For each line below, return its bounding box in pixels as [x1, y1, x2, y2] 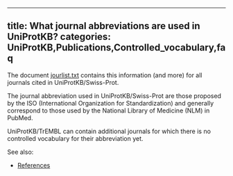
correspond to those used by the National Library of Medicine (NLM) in [7, 106, 210, 115]
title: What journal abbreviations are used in [7, 20, 200, 32]
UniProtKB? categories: [7, 31, 111, 43]
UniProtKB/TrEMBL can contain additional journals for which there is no [7, 127, 212, 135]
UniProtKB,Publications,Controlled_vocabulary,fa [7, 42, 226, 54]
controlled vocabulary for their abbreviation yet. [7, 134, 144, 142]
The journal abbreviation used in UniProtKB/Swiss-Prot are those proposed [7, 91, 222, 100]
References [17, 161, 51, 169]
